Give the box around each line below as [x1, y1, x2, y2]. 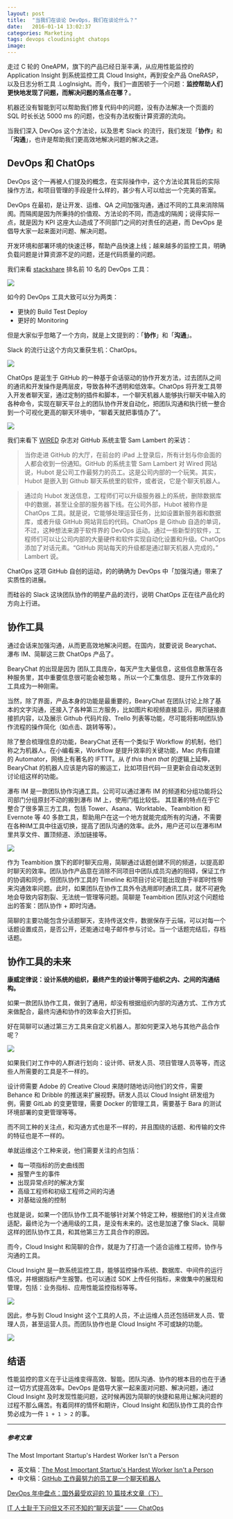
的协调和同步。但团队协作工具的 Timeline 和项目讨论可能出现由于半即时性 [7, 875, 217, 884]
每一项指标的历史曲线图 [17, 1161, 85, 1170]
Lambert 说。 [24, 552, 62, 560]
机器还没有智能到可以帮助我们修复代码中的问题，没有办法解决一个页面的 [7, 103, 214, 111]
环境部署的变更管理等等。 [7, 1108, 80, 1116]
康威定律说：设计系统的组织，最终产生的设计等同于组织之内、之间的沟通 [7, 975, 214, 984]
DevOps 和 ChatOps [7, 158, 95, 169]
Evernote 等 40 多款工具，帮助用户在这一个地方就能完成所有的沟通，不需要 [7, 813, 222, 821]
